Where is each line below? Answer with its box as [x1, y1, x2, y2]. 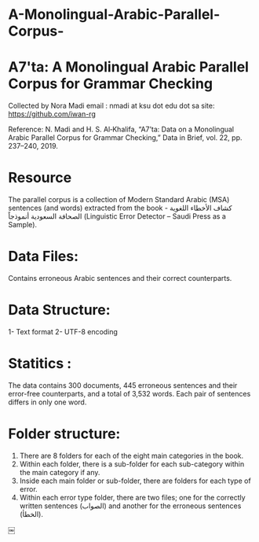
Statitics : [8, 355, 72, 373]
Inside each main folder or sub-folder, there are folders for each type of [19, 476, 251, 485]
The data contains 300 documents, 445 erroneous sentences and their [8, 380, 238, 390]
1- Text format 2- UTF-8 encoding [8, 326, 118, 336]
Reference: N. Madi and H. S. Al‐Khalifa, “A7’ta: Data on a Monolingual [8, 124, 235, 135]
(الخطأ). [19, 509, 43, 518]
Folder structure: [8, 425, 121, 443]
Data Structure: [8, 301, 111, 319]
